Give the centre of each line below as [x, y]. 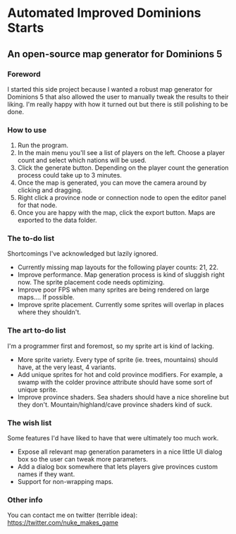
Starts [26, 28]
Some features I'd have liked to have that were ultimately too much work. [113, 438]
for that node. [37, 205]
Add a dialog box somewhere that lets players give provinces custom [118, 467]
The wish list [30, 423]
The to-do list [31, 239]
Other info [25, 499]
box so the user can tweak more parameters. [82, 459]
